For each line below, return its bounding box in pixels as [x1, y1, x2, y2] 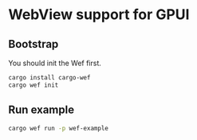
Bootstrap [8, 37, 59, 51]
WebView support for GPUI [8, 6, 190, 24]
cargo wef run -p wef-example [8, 124, 109, 132]
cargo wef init [8, 81, 59, 89]
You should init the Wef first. [8, 58, 102, 68]
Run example [8, 103, 74, 117]
